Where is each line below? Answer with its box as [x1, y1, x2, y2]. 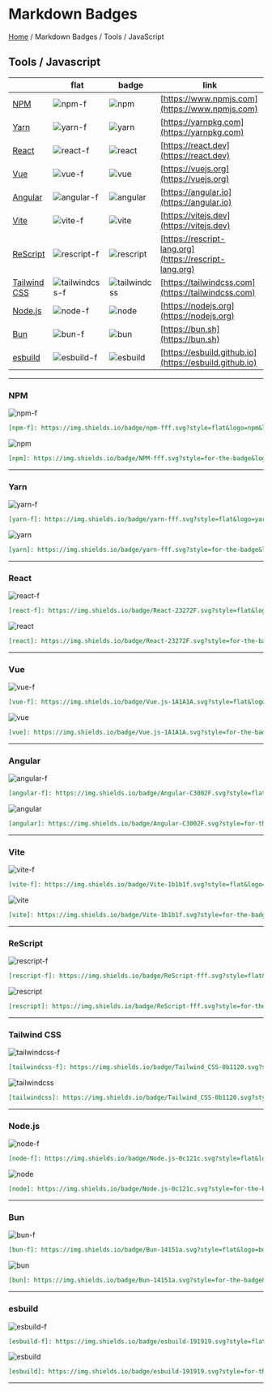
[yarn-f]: [8, 515, 42, 524]
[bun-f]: [8, 1246, 38, 1254]
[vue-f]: [8, 698, 38, 706]
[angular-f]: [8, 789, 53, 798]
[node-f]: [8, 1154, 42, 1163]
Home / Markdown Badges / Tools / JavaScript [8, 32, 164, 41]
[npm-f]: [8, 424, 38, 433]
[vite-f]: [8, 881, 42, 889]
